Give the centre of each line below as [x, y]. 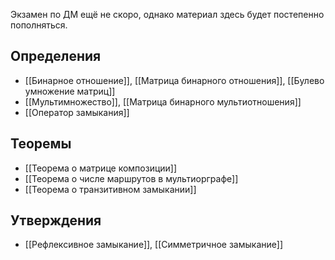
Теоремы [41, 144]
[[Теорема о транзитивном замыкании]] [110, 189]
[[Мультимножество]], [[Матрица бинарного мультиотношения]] [163, 101]
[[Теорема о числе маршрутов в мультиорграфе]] [131, 178]
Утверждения [56, 220]
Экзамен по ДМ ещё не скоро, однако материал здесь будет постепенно [167, 14]
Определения [56, 56]
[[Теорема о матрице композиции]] [101, 168]
